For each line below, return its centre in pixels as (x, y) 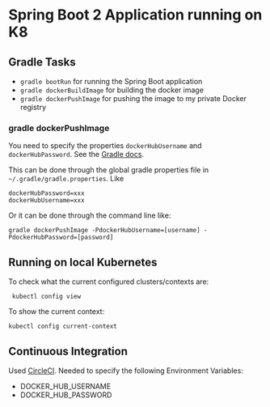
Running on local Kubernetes (83, 262)
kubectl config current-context (63, 326)
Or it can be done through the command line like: (90, 215)
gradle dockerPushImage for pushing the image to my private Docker (133, 98)
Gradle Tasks (42, 62)
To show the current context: (57, 312)
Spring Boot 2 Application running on (135, 15)
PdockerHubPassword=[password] (61, 237)
